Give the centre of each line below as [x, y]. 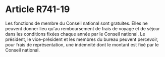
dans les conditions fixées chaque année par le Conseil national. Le [75, 34]
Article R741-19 [38, 9]
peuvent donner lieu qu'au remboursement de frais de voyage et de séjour [83, 28]
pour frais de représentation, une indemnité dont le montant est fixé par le [82, 44]
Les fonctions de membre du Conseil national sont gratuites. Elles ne [76, 23]
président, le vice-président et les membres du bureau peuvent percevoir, [82, 39]
